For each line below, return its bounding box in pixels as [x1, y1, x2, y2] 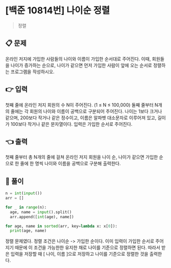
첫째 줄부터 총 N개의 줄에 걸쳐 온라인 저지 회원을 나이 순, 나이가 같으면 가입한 [5, 154, 158, 160]
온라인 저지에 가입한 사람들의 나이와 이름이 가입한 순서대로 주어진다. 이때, [5, 56, 151, 62]
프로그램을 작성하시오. [10, 69, 55, 75]
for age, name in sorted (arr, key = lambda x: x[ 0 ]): [5, 224, 117, 229]
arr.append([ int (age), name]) [10, 214, 74, 219]
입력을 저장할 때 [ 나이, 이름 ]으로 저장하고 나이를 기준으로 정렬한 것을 [10, 251, 149, 257]
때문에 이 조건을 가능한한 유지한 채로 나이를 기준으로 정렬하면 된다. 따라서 [14, 244, 161, 251]
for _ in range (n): [5, 205, 47, 210]
